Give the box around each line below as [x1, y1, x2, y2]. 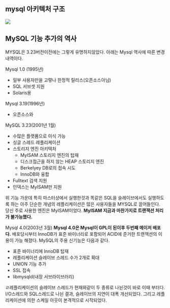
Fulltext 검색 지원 [12, 177, 47, 183]
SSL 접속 [12, 267, 31, 273]
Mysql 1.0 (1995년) [5, 66, 44, 72]
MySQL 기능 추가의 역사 [5, 35, 77, 43]
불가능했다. [10, 213, 33, 220]
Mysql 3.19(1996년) [5, 100, 45, 106]
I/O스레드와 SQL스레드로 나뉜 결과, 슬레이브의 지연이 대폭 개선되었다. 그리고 [5, 291, 156, 297]
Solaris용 [12, 90, 31, 96]
